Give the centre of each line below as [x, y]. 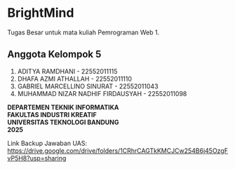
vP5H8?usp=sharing [37, 158]
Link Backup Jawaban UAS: [47, 143]
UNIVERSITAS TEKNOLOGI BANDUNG [63, 122]
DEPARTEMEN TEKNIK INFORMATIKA [63, 107]
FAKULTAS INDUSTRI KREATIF [52, 114]
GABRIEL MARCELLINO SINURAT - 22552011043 [88, 86]
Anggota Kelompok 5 [54, 54]
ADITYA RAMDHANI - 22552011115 [67, 71]
